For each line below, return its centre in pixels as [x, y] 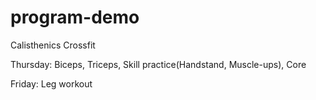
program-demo [75, 17]
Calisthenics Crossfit [53, 45]
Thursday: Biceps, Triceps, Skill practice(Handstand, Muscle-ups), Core [158, 64]
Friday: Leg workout [51, 83]
